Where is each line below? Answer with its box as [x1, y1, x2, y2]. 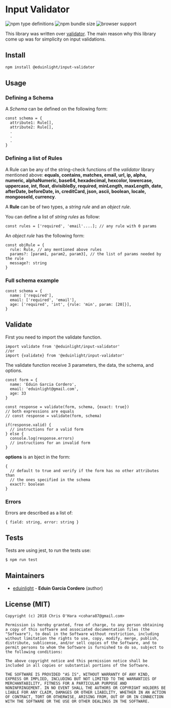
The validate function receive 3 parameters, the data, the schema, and [5, 362, 154, 368]
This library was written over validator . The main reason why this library [5, 30, 156, 36]
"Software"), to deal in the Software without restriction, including [5, 631, 159, 637]
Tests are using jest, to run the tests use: [5, 547, 91, 553]
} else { [5, 431, 24, 436]
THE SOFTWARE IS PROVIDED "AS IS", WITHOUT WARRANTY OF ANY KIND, [5, 672, 150, 677]
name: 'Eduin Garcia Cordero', [10, 382, 77, 387]
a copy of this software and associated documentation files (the [5, 627, 150, 632]
